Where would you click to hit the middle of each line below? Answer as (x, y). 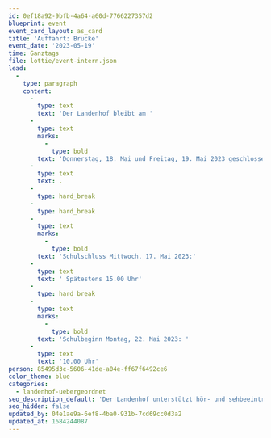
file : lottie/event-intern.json (63, 61)
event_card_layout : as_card (56, 31)
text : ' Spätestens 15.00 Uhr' (90, 279)
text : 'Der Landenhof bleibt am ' (95, 114)
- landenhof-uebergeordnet (61, 392)
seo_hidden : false (39, 406)
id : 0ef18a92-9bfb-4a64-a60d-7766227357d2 (81, 16)
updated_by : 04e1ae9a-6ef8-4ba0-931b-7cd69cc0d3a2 (95, 414)
